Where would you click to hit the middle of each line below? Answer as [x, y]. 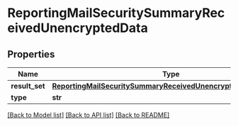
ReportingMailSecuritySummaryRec [116, 13]
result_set [28, 86]
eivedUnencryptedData [78, 28]
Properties [31, 54]
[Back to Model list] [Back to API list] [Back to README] [89, 115]
